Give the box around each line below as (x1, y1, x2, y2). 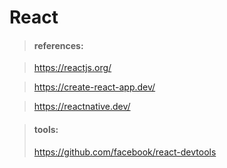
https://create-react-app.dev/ (33, 81, 156, 93)
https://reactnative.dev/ (33, 101, 131, 113)
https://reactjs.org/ (33, 62, 112, 74)
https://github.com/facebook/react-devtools (33, 146, 217, 158)
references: (33, 39, 84, 51)
